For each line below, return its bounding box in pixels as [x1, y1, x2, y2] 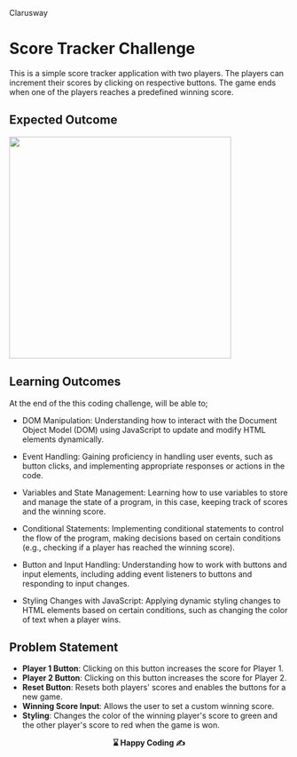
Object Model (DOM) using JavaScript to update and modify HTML [21, 424, 266, 435]
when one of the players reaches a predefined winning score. [9, 86, 234, 97]
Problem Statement [9, 639, 119, 655]
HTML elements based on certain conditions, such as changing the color [21, 604, 288, 615]
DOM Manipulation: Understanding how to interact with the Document [21, 414, 277, 425]
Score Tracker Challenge [9, 39, 196, 59]
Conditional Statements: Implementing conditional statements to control [21, 523, 284, 533]
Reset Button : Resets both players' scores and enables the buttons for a [21, 682, 286, 693]
